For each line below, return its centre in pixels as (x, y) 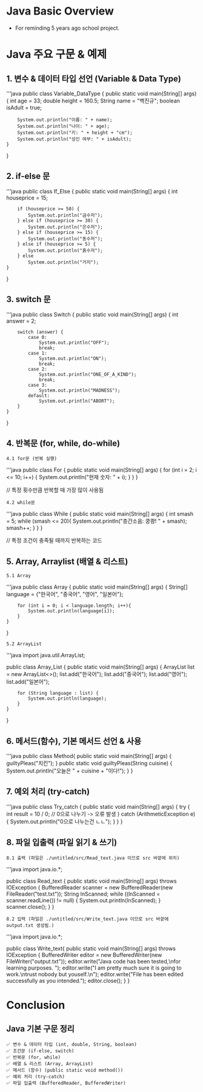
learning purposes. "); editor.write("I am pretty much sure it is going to (94, 968)
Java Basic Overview (60, 11)
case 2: (38, 369)
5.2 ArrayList (24, 644)
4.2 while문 (21, 503)
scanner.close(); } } (30, 906)
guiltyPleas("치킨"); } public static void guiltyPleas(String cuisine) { (89, 763)
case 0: (38, 337)
